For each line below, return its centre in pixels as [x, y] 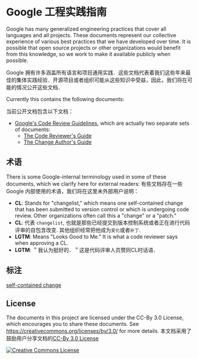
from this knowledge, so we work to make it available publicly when [88, 54]
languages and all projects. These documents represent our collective [91, 35]
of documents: [33, 129]
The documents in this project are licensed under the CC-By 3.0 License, [95, 318]
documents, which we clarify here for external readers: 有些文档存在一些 [95, 183]
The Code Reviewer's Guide [58, 135]
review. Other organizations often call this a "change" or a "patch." [95, 215]
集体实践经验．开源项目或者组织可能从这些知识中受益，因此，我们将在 [102, 80]
